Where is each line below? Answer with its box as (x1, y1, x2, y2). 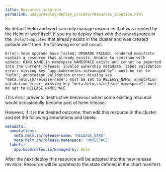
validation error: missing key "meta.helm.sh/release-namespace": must (5, 81, 157, 86)
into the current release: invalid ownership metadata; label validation (5, 64, 162, 69)
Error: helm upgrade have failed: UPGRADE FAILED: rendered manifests (5, 51, 155, 56)
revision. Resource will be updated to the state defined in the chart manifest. (5, 161, 162, 167)
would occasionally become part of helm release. (5, 100, 106, 106)
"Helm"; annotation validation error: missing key (5, 72, 112, 77)
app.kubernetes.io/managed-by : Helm (14, 147, 90, 152)
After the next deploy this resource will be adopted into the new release (5, 156, 152, 162)
